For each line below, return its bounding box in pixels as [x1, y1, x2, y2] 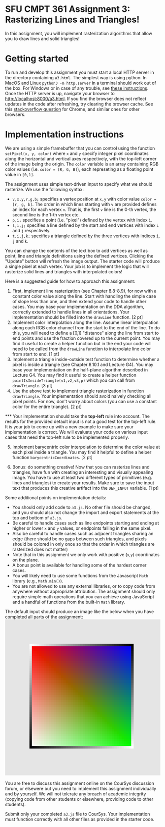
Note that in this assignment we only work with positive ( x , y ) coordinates [12, 551, 160, 558]
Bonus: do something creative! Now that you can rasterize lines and [12, 464, 150, 470]
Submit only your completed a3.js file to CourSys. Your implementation [5, 811, 150, 817]
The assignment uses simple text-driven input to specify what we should [5, 181, 153, 187]
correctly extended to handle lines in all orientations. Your [12, 309, 130, 315]
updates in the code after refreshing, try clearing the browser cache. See [5, 101, 154, 107]
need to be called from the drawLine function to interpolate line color [12, 346, 151, 352]
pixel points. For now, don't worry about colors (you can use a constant [12, 398, 157, 404]
